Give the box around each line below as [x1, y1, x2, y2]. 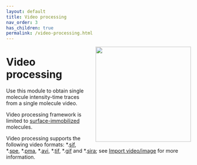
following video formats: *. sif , [6, 141, 76, 148]
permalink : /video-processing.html [6, 30, 93, 36]
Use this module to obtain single [6, 87, 84, 94]
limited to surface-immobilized [6, 118, 80, 125]
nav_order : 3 [6, 19, 38, 25]
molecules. [6, 123, 33, 130]
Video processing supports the [6, 135, 81, 142]
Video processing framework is [6, 111, 82, 118]
